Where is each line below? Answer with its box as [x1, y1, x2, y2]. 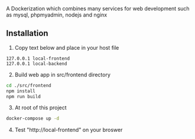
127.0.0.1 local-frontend [6, 56, 70, 62]
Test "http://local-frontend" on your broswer [14, 127, 123, 134]
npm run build [6, 93, 41, 99]
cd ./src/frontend [6, 82, 51, 88]
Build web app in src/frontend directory [14, 71, 111, 78]
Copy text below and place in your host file [14, 44, 119, 51]
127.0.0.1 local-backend [6, 60, 67, 67]
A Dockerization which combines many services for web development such [6, 5, 190, 12]
